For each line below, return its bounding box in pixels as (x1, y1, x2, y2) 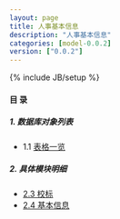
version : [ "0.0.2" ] (9, 47, 84, 56)
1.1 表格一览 (22, 141, 65, 152)
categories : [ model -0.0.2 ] (9, 38, 112, 48)
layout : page (9, 13, 59, 23)
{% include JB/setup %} (9, 72, 100, 83)
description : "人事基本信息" (9, 30, 112, 39)
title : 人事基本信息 (9, 22, 79, 31)
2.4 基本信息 (22, 199, 70, 210)
